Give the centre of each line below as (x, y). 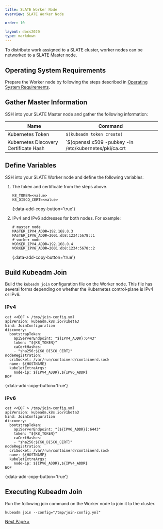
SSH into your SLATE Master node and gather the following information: (77, 114)
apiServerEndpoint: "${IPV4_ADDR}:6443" (55, 338)
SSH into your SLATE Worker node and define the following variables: (74, 177)
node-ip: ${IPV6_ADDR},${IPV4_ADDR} (51, 463)
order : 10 (15, 23)
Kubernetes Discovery (33, 142)
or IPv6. (13, 295)
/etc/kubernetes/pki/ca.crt (96, 148)
